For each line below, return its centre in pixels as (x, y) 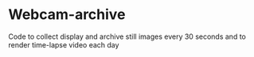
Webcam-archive (67, 15)
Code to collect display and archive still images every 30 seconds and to (127, 36)
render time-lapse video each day (64, 44)
